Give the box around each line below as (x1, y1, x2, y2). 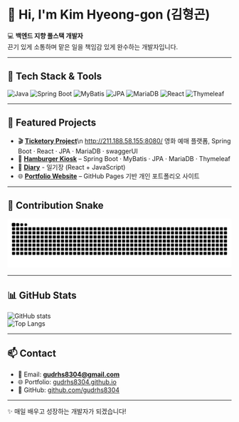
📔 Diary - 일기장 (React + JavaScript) (17, 163, 126, 171)
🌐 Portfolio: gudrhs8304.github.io (17, 377, 117, 386)
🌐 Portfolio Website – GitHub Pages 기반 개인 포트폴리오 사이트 (17, 172, 201, 180)
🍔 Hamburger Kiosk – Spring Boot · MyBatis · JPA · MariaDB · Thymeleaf (17, 154, 231, 163)
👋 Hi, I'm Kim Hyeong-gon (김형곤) (7, 6, 211, 23)
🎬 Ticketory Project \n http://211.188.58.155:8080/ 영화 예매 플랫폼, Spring (17, 136, 231, 145)
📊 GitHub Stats (7, 289, 77, 302)
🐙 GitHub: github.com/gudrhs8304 (17, 386, 119, 394)
